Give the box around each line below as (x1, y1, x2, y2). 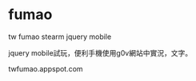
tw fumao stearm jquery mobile (8, 32, 112, 41)
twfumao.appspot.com (8, 64, 83, 73)
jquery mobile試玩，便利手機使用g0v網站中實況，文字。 (8, 48, 193, 57)
